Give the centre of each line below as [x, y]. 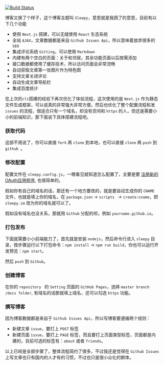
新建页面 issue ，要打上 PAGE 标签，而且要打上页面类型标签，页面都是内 [84, 335]
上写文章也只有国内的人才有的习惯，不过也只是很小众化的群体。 [69, 358]
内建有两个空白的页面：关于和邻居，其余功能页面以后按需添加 [74, 58]
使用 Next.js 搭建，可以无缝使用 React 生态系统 [60, 34]
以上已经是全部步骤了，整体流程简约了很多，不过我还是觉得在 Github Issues [82, 351]
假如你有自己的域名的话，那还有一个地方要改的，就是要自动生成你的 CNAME [80, 190]
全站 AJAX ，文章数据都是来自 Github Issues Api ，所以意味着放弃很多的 [84, 40]
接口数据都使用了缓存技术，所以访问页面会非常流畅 [64, 64]
